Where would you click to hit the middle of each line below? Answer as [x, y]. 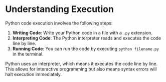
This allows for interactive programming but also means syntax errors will [81, 69]
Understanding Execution [60, 9]
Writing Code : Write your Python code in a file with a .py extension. [82, 32]
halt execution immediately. [33, 74]
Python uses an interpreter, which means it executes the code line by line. [81, 63]
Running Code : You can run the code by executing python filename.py [86, 48]
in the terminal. [28, 54]
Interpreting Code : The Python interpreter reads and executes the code [87, 38]
